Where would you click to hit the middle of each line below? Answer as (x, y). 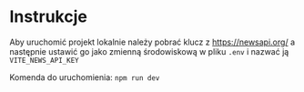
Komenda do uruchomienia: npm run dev (85, 77)
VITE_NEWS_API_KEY (44, 60)
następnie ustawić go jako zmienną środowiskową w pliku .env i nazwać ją (149, 51)
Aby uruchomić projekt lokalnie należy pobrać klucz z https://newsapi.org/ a (152, 42)
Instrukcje (49, 17)
